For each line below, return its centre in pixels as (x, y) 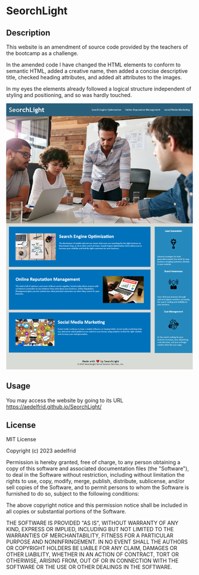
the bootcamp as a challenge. (42, 53)
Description (28, 33)
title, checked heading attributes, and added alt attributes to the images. (94, 77)
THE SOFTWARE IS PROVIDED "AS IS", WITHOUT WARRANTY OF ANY (92, 523)
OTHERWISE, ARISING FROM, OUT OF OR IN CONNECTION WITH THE (92, 561)
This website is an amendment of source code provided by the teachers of (97, 47)
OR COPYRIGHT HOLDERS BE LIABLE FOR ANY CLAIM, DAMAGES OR (92, 548)
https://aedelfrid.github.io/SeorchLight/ (54, 406)
